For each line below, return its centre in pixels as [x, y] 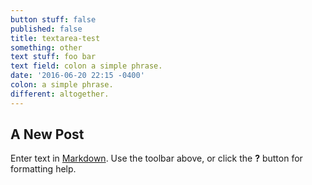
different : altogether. [60, 94]
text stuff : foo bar [53, 57]
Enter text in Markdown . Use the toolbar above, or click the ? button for [156, 158]
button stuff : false [53, 19]
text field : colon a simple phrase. [86, 66]
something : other [46, 47]
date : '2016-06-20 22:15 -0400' [77, 76]
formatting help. [43, 169]
